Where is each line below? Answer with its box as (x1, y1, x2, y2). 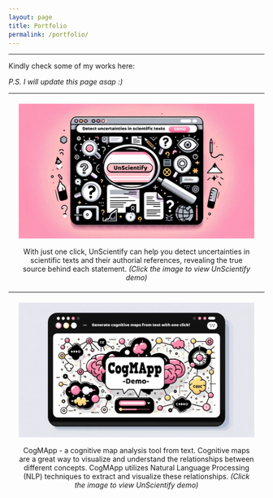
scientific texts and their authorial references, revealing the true (30, 256, 243, 265)
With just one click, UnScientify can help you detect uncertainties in (23, 247, 250, 256)
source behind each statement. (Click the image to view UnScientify (23, 264, 250, 274)
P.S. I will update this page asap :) (8, 77, 123, 87)
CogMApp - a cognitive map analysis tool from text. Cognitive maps (23, 446, 250, 456)
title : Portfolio (8, 21, 67, 30)
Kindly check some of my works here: (8, 61, 136, 71)
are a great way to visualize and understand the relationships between (19, 454, 254, 464)
